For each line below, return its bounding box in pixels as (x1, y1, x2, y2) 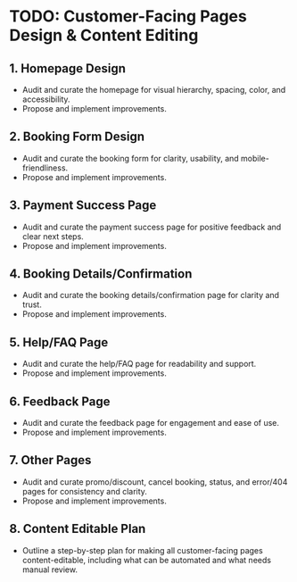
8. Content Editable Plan (9, 521, 146, 536)
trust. (21, 299, 42, 310)
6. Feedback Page (9, 394, 111, 409)
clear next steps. (21, 230, 85, 242)
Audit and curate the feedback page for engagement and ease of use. (21, 418, 279, 428)
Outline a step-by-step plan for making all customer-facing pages (21, 545, 263, 555)
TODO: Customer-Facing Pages (9, 6, 247, 27)
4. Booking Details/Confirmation (9, 266, 193, 282)
